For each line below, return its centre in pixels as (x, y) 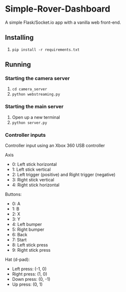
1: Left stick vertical (31, 170)
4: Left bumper (27, 225)
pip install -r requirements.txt (46, 49)
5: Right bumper (28, 229)
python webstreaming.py (36, 95)
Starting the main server (34, 107)
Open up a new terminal (36, 117)
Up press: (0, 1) (27, 284)
